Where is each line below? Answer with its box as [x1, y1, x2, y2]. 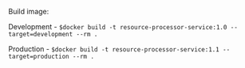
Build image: [8, 7, 49, 16]
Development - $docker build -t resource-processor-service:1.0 [8, 22, 227, 31]
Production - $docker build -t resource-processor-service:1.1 [8, 44, 219, 54]
